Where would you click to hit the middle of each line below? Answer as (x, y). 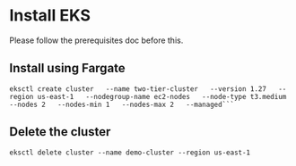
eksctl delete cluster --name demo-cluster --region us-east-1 (130, 153)
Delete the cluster (60, 132)
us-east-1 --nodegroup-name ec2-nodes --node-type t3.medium (162, 96)
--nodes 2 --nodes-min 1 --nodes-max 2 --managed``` (122, 104)
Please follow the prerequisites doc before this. (96, 40)
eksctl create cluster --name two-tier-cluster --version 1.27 (138, 89)
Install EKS (50, 16)
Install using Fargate (67, 68)
